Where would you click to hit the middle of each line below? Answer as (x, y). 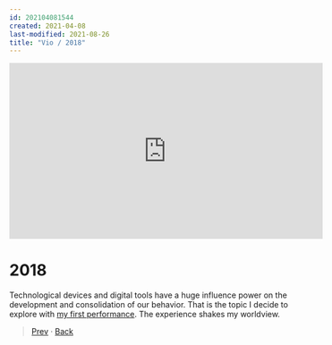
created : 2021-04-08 (48, 26)
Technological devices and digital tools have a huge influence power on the (149, 295)
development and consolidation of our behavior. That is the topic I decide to (149, 305)
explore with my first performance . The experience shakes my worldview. (145, 315)
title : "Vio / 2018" (48, 42)
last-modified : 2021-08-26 (60, 34)
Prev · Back (52, 332)
